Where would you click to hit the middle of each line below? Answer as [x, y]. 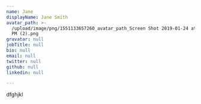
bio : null [19, 51]
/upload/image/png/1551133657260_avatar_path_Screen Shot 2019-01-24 [100, 28]
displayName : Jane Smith [37, 17]
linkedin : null [25, 73]
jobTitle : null [25, 45]
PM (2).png [25, 34]
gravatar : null [25, 39]
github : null [22, 67]
